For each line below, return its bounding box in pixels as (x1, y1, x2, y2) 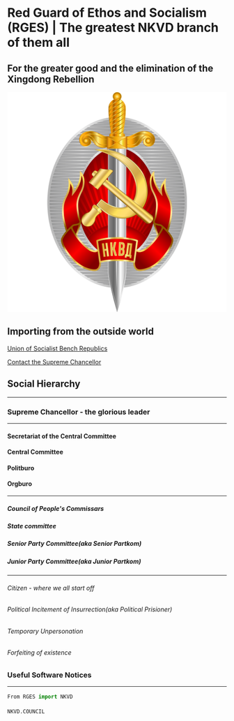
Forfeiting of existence (7, 648, 72, 657)
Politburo (7, 463, 35, 472)
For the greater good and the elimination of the (7, 62, 214, 74)
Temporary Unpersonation (7, 627, 84, 635)
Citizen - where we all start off (7, 584, 95, 592)
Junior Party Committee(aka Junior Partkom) (7, 557, 141, 565)
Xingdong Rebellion (7, 73, 95, 85)
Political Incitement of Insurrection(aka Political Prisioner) (7, 605, 173, 614)
